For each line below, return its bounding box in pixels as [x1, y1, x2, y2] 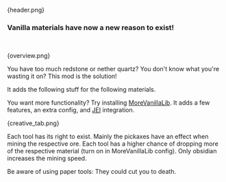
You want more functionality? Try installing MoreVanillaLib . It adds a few [7, 99, 210, 107]
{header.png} [7, 6, 45, 14]
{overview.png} [7, 51, 51, 60]
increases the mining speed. [7, 154, 87, 163]
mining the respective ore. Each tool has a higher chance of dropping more [7, 140, 219, 148]
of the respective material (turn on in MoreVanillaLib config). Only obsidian [7, 147, 217, 155]
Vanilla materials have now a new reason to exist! [7, 23, 175, 32]
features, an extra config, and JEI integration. [7, 106, 135, 114]
